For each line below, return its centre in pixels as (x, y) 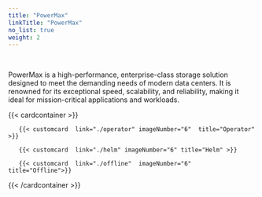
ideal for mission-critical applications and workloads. (94, 100)
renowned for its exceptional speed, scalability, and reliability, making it (124, 92)
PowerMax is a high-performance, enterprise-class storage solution (118, 75)
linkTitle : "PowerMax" (45, 23)
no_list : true (31, 30)
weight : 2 (24, 37)
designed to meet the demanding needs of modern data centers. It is (120, 83)
